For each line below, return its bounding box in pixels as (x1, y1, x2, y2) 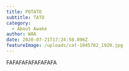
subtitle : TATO (6, 14, 45, 20)
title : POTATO (6, 8, 42, 15)
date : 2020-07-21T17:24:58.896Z (6, 37, 88, 43)
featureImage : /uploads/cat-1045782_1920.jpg (6, 43, 123, 49)
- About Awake (12, 25, 47, 32)
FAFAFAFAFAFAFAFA (6, 58, 58, 66)
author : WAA (6, 31, 36, 37)
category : (6, 20, 31, 26)
